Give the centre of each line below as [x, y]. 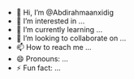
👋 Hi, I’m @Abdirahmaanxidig [65, 12]
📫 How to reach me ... [54, 47]
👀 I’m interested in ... [50, 21]
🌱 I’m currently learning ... [59, 29]
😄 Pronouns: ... [42, 59]
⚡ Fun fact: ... [38, 68]
